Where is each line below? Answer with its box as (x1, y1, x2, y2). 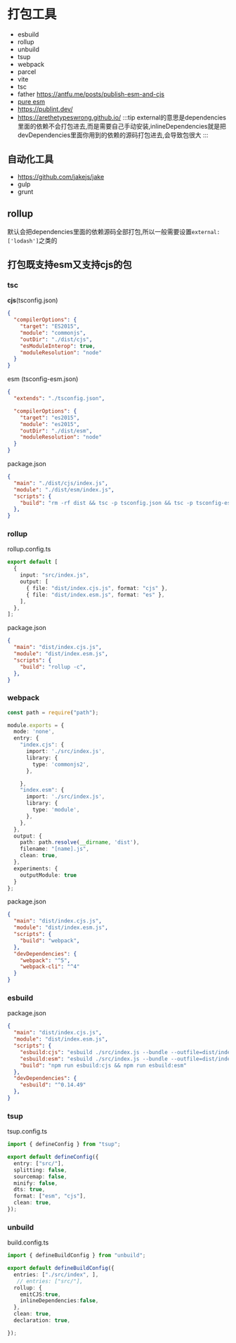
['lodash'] (7, 237, 39, 245)
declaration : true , (13, 1317, 71, 1324)
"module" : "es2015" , (20, 420, 80, 428)
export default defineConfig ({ (7, 1154, 99, 1161)
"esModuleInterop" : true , (20, 342, 96, 349)
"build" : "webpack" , (20, 937, 80, 944)
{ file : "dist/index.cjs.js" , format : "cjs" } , (25, 584, 169, 591)
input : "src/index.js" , (20, 572, 90, 579)
